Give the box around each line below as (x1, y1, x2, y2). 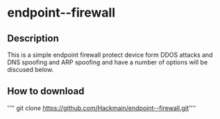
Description (7, 33, 59, 44)
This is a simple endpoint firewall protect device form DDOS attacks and (7, 51, 213, 59)
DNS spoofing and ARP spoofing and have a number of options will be (7, 58, 208, 66)
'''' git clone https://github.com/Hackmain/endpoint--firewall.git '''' (7, 104, 196, 112)
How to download (7, 85, 85, 98)
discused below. (7, 66, 54, 73)
